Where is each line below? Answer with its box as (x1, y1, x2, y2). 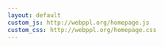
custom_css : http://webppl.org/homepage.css (7, 26, 157, 34)
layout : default (7, 11, 61, 19)
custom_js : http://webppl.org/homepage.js (7, 19, 150, 27)
